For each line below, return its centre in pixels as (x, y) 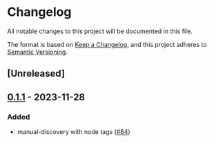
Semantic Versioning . (37, 52)
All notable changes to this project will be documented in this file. (100, 31)
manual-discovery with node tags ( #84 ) (74, 132)
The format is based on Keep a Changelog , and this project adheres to (107, 44)
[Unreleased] (36, 74)
